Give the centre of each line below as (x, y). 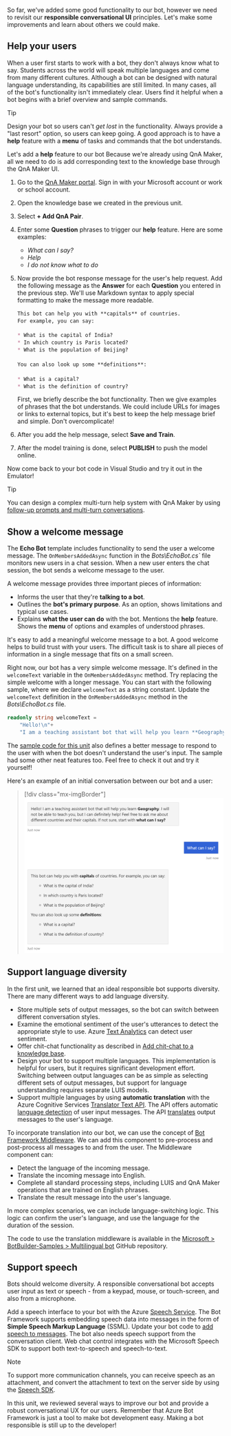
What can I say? (51, 250)
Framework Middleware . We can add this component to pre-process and (110, 1140)
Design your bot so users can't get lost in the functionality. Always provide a (115, 126)
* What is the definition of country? (73, 386)
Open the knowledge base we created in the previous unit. (100, 203)
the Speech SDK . (31, 1390)
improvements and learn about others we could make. (84, 24)
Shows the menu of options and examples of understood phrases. (111, 626)
